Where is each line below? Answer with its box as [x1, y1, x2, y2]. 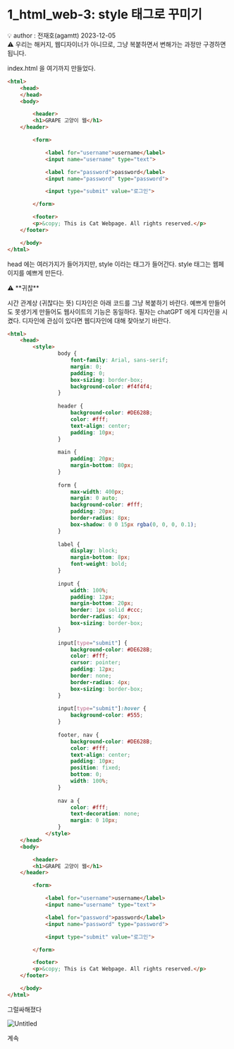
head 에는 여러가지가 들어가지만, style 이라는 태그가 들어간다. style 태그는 [7, 260, 211, 268]
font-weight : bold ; [70, 560, 128, 568]
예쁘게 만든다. [25, 268, 64, 277]
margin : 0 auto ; [70, 494, 118, 502]
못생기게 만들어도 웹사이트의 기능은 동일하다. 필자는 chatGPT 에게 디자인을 [14, 307, 221, 315]
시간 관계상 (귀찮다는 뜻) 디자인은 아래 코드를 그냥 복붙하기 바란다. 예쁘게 [7, 299, 207, 307]
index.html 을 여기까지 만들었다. [7, 64, 97, 72]
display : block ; [70, 547, 118, 555]
